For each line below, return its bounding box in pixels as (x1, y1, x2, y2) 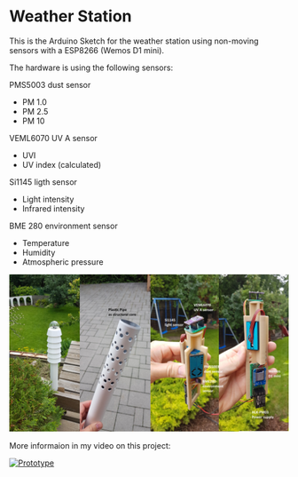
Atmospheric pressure (21, 256, 104, 267)
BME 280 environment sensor (9, 220, 118, 231)
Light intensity (21, 194, 74, 204)
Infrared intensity (21, 203, 85, 214)
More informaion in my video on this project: (9, 441, 171, 451)
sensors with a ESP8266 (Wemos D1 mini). (9, 44, 165, 55)
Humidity (21, 247, 56, 258)
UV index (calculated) (21, 159, 102, 170)
